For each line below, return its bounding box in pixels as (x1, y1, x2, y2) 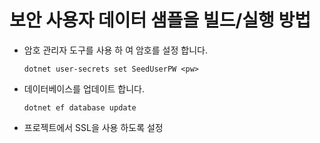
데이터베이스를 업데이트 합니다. (23, 82, 146, 95)
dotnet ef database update (23, 102, 137, 113)
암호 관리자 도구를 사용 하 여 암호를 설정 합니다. (23, 44, 208, 56)
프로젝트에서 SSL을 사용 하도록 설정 (23, 121, 164, 133)
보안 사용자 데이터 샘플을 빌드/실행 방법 (9, 9, 311, 32)
